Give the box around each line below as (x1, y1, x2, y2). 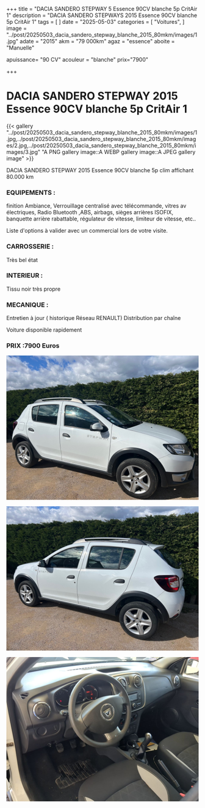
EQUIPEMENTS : (6, 188, 56, 197)
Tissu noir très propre (6, 285, 61, 293)
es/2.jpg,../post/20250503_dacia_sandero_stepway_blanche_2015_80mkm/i (6, 142, 196, 149)
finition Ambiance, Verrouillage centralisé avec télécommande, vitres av (6, 202, 187, 209)
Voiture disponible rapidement (6, 326, 82, 333)
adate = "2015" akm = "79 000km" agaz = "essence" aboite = (20, 38, 175, 45)
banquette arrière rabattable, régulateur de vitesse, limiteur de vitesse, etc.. (6, 215, 196, 222)
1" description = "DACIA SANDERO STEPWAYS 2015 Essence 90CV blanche (6, 12, 197, 19)
